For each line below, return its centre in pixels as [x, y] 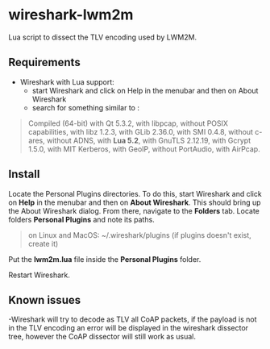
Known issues [45, 300]
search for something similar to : [85, 107]
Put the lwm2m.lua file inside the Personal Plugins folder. [105, 259]
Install [24, 174]
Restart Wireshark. [39, 275]
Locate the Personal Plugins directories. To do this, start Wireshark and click [135, 193]
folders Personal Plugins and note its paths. [81, 219]
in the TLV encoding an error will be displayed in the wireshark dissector [128, 328]
